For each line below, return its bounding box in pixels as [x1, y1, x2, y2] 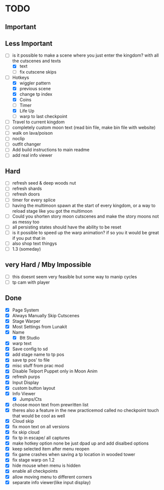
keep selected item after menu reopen [12, 446, 90, 452]
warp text [12, 340, 32, 346]
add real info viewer [12, 152, 53, 158]
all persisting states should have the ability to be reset [12, 224, 122, 230]
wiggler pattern [19, 80, 51, 86]
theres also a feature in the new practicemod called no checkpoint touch [12, 407, 159, 413]
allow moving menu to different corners [12, 474, 92, 480]
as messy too [12, 219, 40, 225]
